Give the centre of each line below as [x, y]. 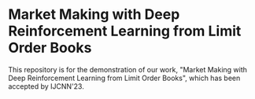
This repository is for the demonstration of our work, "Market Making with [128, 69]
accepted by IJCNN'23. [46, 86]
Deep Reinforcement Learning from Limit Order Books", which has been [124, 78]
